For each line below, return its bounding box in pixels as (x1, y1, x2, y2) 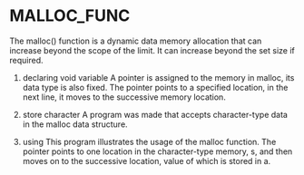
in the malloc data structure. (22, 119, 129, 130)
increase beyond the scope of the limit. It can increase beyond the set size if (9, 44, 295, 55)
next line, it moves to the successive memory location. (22, 92, 227, 102)
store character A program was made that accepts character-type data (22, 109, 289, 120)
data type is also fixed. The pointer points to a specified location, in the (22, 82, 289, 92)
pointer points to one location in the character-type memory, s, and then (22, 146, 293, 157)
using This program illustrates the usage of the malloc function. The (22, 136, 277, 147)
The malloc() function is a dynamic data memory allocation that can (9, 35, 262, 46)
